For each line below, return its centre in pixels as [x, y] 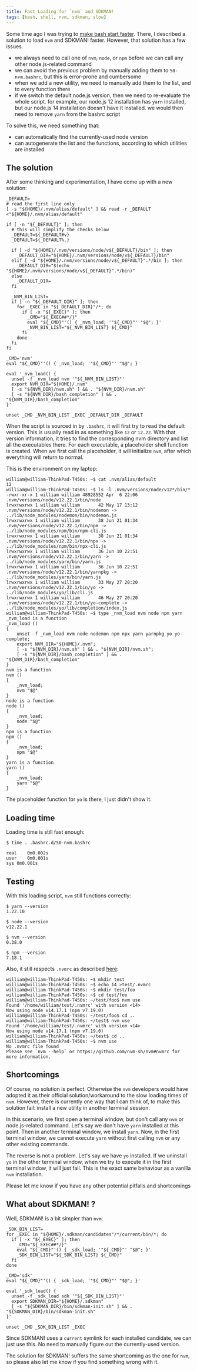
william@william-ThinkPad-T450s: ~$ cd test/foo [67, 995]
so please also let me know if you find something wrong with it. [82, 1362]
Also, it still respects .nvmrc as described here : [62, 969]
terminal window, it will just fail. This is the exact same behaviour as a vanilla [98, 1168]
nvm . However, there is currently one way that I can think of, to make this [93, 1102]
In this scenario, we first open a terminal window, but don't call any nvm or [95, 1119]
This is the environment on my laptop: [52, 469]
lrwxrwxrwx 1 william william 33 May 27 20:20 [72, 583]
